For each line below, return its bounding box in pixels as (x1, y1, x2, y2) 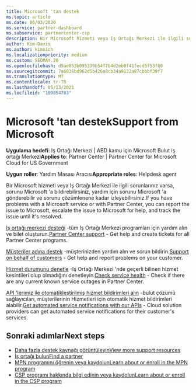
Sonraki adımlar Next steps (6, 331, 105, 341)
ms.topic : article (6, 14, 51, 20)
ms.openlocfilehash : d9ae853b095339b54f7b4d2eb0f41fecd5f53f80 (6, 62, 163, 69)
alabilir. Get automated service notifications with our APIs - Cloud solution (6, 301, 182, 308)
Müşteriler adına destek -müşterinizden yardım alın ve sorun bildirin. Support (6, 248, 189, 255)
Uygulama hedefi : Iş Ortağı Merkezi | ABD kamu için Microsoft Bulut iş (6, 147, 176, 154)
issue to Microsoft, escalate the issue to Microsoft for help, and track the (6, 207, 181, 214)
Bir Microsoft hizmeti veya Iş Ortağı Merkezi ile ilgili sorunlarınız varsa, (6, 182, 174, 189)
